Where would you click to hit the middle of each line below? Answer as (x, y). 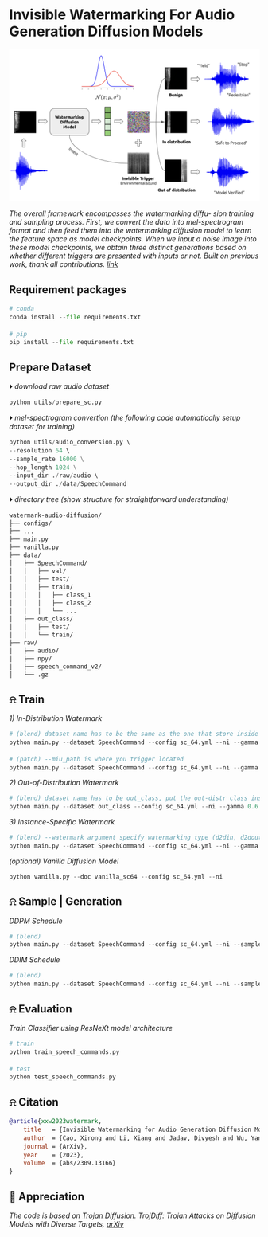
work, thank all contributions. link (64, 264)
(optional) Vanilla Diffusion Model (64, 861)
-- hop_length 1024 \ (43, 468)
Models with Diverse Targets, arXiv (66, 1224)
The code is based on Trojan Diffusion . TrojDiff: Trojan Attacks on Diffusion (132, 1215)
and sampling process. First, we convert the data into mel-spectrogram (126, 222)
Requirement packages (68, 290)
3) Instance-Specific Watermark (62, 822)
